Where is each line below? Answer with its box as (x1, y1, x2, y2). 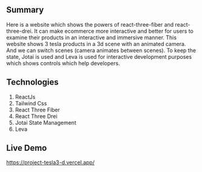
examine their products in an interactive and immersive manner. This (6, 33, 177, 41)
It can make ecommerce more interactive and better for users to (34, 27, 194, 35)
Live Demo (6, 143, 47, 153)
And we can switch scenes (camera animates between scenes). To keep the (6, 47, 197, 54)
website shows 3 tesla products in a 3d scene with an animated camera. (6, 40, 186, 47)
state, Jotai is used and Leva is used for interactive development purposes (6, 53, 192, 60)
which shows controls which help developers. (6, 59, 120, 67)
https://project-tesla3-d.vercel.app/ (6, 159, 95, 166)
